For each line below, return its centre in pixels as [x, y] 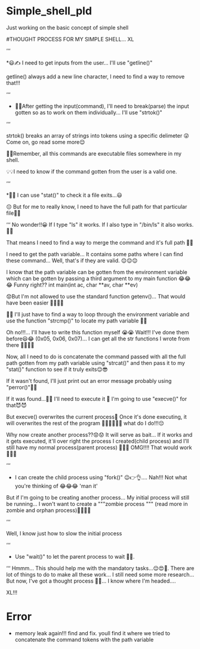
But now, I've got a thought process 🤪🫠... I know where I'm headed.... [91, 581]
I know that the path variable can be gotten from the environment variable [97, 272]
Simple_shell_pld [49, 11]
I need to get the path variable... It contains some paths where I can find [95, 254]
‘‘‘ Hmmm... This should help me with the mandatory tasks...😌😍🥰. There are [100, 568]
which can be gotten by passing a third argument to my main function [92, 278]
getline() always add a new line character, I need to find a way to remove [96, 77]
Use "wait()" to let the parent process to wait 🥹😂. [75, 556]
